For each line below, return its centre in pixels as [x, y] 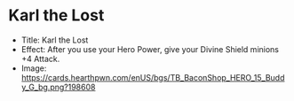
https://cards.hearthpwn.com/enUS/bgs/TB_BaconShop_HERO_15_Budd [153, 77]
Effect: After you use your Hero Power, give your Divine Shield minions [150, 49]
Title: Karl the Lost [55, 40]
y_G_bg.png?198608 [58, 87]
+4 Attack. [40, 58]
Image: [34, 68]
